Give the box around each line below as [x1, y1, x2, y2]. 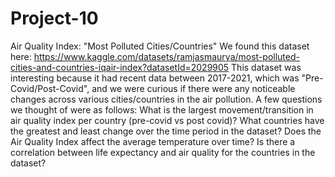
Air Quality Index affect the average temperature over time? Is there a [10, 135, 296, 147]
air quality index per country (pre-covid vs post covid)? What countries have [10, 114, 325, 126]
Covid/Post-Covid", [10, 82, 90, 94]
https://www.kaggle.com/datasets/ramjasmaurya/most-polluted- [33, 50, 300, 62]
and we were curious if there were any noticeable [91, 82, 296, 94]
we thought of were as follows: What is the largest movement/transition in [10, 103, 314, 116]
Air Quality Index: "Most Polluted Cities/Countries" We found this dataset [10, 40, 310, 52]
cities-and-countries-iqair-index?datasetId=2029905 [10, 61, 230, 73]
